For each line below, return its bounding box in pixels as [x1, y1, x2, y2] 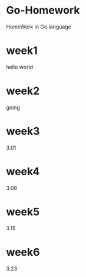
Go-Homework [6, 4, 80, 17]
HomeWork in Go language [6, 23, 72, 30]
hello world [6, 63, 34, 70]
